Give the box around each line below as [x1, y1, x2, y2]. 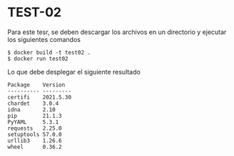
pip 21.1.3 [7, 112, 62, 119]
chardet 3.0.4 [7, 100, 59, 107]
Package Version [7, 81, 66, 89]
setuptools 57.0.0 [7, 130, 62, 138]
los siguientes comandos [7, 35, 81, 43]
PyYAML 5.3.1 [7, 118, 59, 126]
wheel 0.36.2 [7, 143, 62, 150]
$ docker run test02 [7, 55, 69, 62]
